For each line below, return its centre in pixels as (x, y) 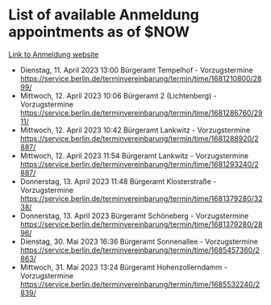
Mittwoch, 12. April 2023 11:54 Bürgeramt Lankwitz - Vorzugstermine (134, 156)
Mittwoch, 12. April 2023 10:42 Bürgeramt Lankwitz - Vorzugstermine (135, 130)
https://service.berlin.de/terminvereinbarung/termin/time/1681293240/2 (140, 164)
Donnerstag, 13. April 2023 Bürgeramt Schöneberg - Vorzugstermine (134, 215)
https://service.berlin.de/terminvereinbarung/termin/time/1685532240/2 (140, 284)
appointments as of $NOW (99, 32)
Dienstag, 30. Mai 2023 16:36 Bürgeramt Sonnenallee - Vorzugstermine (139, 241)
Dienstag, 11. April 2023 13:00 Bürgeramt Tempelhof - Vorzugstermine (136, 69)
